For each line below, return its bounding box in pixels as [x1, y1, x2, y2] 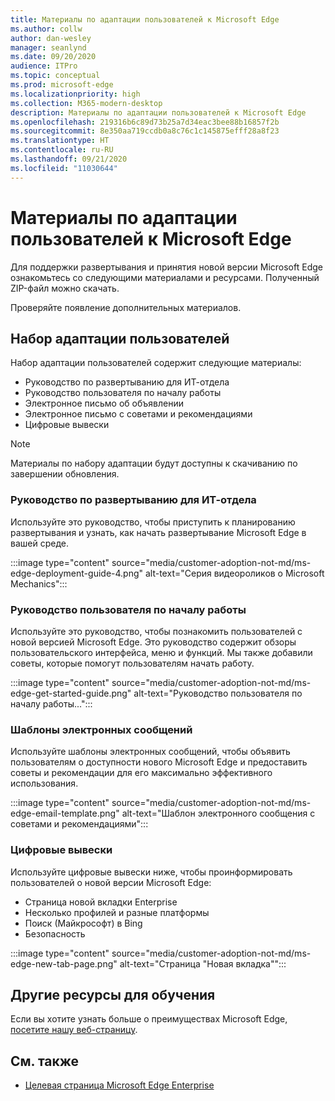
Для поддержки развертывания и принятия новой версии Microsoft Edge [10, 261, 323, 273]
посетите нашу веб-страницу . [10, 1024, 138, 1036]
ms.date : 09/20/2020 [10, 52, 97, 62]
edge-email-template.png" [10, 807, 120, 820]
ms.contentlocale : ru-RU [10, 145, 114, 155]
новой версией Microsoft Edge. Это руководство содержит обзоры [10, 636, 297, 648]
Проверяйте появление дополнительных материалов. [10, 301, 242, 313]
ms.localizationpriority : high [10, 89, 141, 99]
